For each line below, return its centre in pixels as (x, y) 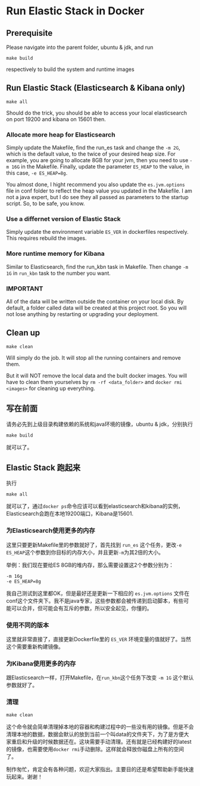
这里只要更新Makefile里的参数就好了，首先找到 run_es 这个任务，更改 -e (94, 544)
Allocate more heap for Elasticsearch (61, 134)
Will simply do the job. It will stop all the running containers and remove (94, 358)
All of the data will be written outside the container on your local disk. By (95, 301)
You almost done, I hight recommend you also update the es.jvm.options (96, 185)
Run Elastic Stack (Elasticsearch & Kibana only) (96, 88)
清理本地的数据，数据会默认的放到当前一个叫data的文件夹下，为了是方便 (95, 734)
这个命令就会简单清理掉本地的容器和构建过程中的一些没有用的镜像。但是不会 (100, 726)
